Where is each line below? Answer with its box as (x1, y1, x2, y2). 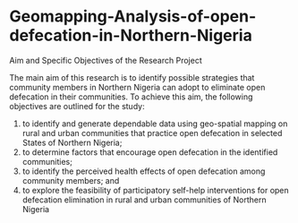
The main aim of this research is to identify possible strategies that (9, 72, 255, 82)
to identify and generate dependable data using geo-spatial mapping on (21, 118, 288, 129)
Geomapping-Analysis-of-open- (9, 6, 257, 27)
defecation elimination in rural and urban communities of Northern (21, 194, 267, 205)
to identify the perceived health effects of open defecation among (21, 166, 266, 176)
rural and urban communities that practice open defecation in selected (21, 127, 283, 138)
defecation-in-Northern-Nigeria (9, 25, 252, 46)
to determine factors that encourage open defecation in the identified (21, 146, 278, 158)
